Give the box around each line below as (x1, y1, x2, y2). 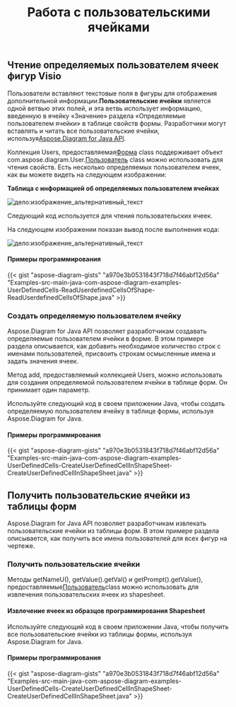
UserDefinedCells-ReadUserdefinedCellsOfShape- (7, 286, 155, 294)
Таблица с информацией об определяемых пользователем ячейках (7, 184, 220, 192)
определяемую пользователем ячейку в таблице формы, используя (7, 407, 214, 416)
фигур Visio (7, 70, 61, 82)
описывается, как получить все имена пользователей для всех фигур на (7, 534, 228, 543)
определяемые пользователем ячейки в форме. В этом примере (7, 334, 204, 343)
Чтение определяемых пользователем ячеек (7, 59, 219, 71)
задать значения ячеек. (7, 357, 79, 366)
